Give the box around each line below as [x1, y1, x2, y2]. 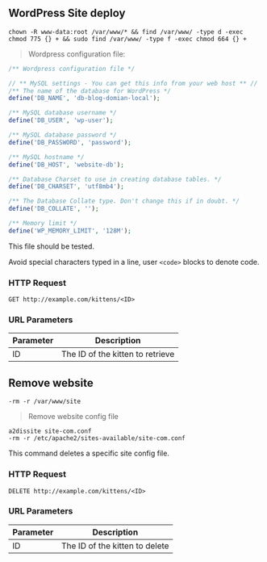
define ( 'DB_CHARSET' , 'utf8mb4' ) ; [8, 182, 125, 191]
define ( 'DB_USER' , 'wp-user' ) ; [8, 116, 114, 124]
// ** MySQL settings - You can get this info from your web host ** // [8, 79, 258, 87]
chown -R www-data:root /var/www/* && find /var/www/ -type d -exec [8, 27, 244, 36]
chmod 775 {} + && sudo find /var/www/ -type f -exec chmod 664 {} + [8, 35, 248, 43]
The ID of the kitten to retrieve [60, 349, 175, 360]
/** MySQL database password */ [8, 131, 117, 140]
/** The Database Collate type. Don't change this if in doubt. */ [8, 197, 240, 205]
